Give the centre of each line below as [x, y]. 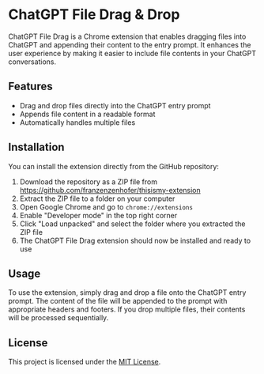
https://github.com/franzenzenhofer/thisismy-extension [110, 190]
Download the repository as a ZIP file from [89, 181]
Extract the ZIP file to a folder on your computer [97, 198]
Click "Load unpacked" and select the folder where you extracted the [133, 224]
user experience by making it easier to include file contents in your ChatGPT [132, 53]
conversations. [32, 62]
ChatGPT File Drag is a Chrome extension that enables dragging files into [127, 36]
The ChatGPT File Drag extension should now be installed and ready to [135, 240]
